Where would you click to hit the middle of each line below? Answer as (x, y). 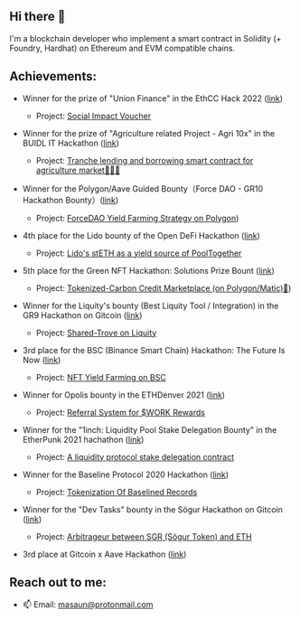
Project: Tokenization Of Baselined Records (117, 492)
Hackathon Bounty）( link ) (70, 200)
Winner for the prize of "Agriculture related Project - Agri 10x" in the (149, 133)
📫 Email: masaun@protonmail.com (88, 605)
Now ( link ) (42, 360)
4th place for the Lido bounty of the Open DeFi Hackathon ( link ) (141, 235)
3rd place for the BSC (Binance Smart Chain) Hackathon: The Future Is (154, 350)
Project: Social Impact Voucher (94, 116)
